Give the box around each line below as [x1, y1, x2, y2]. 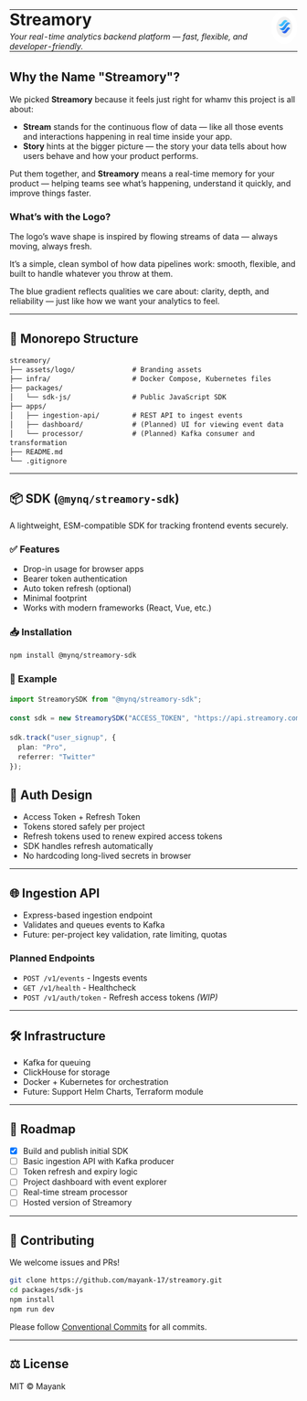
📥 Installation [9, 625, 73, 638]
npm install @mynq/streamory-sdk [9, 651, 137, 661]
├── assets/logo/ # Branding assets [9, 365, 203, 374]
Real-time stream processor [22, 1187, 128, 1198]
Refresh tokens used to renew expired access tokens [22, 831, 223, 842]
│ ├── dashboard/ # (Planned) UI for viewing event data [9, 419, 284, 429]
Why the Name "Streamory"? [9, 69, 181, 85]
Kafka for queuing [22, 1057, 91, 1068]
